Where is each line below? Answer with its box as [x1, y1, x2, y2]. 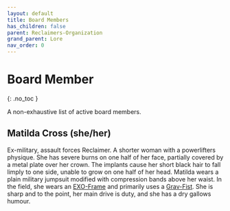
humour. [7, 197, 31, 205]
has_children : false [7, 23, 67, 30]
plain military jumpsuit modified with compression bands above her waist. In [7, 175, 222, 183]
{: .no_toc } [7, 94, 38, 102]
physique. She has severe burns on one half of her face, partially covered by [7, 153, 224, 162]
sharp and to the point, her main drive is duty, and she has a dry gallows [7, 190, 211, 198]
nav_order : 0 [7, 42, 45, 49]
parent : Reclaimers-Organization [7, 29, 103, 36]
